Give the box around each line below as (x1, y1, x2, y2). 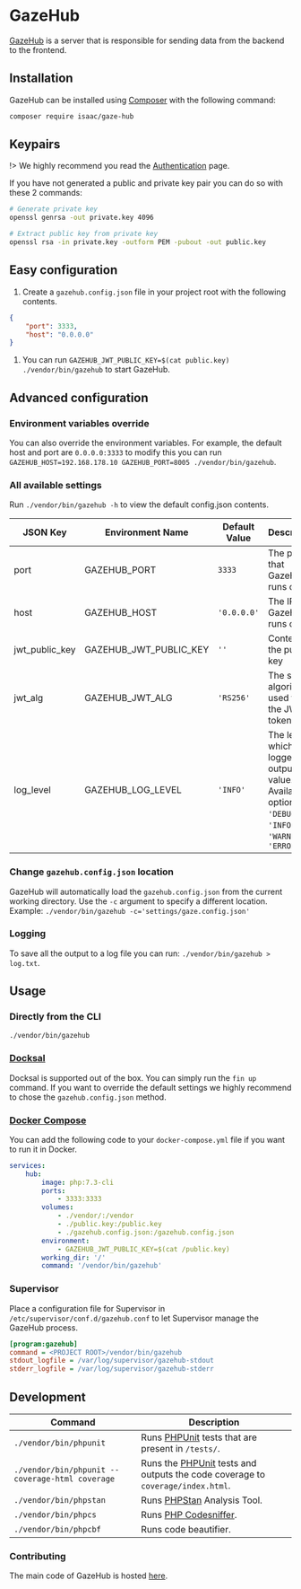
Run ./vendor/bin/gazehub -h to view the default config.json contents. (9, 499, 269, 510)
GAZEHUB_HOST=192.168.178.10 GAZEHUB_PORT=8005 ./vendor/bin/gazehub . (9, 456, 277, 467)
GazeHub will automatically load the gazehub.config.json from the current (9, 886, 283, 897)
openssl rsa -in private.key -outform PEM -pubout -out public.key (9, 238, 267, 247)
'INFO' (218, 785, 246, 795)
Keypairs (9, 136, 61, 153)
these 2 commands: (9, 188, 83, 198)
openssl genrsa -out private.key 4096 (9, 213, 154, 223)
